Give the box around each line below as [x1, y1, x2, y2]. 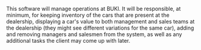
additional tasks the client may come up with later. [6, 37, 131, 44]
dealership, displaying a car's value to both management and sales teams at [6, 18, 195, 25]
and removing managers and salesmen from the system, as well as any [6, 31, 182, 38]
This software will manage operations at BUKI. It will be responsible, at [6, 5, 181, 12]
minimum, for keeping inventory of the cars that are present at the [6, 11, 170, 19]
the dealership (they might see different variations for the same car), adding [6, 24, 194, 31]
